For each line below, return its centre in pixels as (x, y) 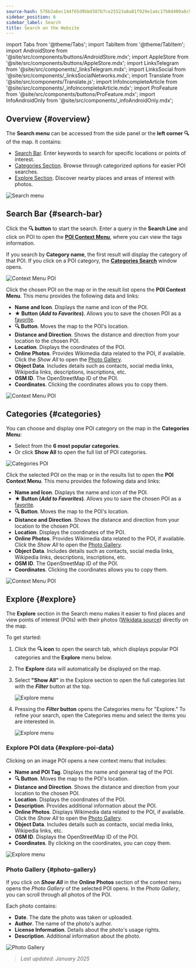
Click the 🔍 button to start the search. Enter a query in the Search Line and (97, 228)
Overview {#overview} (48, 119)
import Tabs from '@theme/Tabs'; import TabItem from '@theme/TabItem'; (96, 45)
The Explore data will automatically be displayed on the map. (88, 669)
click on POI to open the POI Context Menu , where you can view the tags (94, 237)
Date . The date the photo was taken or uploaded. (73, 918)
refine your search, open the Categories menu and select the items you (100, 715)
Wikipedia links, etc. (38, 830)
